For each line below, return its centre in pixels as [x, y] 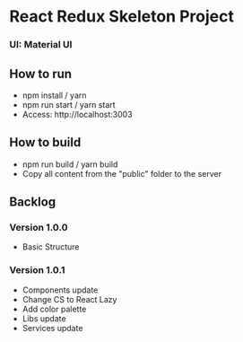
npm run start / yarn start [69, 104]
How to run [41, 74]
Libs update [44, 318]
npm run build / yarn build [70, 164]
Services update [52, 328]
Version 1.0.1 [37, 270]
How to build [45, 142]
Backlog [33, 202]
